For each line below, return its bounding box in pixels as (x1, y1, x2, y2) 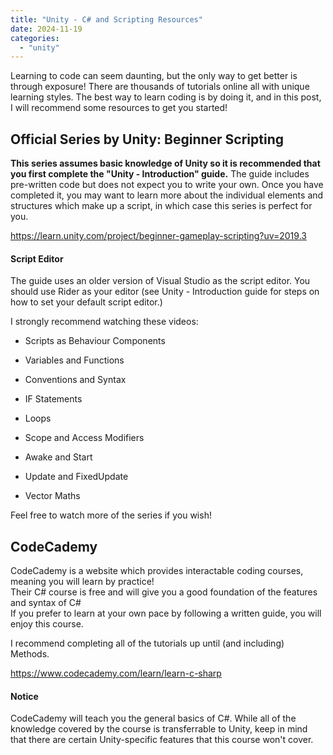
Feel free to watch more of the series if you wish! (10, 509, 212, 521)
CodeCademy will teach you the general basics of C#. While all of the (10, 712, 297, 725)
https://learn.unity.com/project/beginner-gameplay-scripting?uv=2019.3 (10, 230, 307, 242)
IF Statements (24, 393, 83, 405)
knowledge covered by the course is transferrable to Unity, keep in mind (10, 723, 308, 735)
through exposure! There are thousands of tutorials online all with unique (10, 81, 310, 93)
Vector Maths (24, 490, 81, 502)
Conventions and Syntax (24, 374, 127, 386)
